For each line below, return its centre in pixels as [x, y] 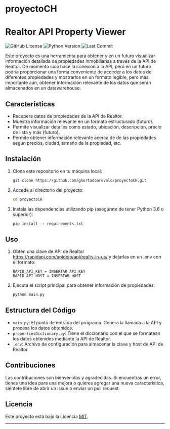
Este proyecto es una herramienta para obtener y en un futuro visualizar [80, 56]
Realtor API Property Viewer [66, 32]
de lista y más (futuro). [36, 132]
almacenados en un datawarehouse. [43, 88]
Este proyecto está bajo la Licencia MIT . [47, 416]
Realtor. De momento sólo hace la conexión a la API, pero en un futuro [78, 67]
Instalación [23, 159]
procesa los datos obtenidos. [43, 328]
